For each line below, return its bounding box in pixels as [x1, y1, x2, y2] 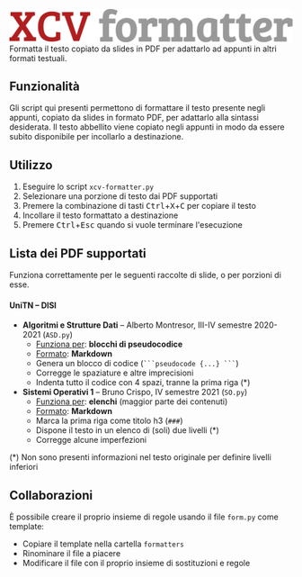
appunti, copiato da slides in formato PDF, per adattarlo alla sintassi [9, 113, 259, 123]
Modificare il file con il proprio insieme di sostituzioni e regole [22, 558, 251, 569]
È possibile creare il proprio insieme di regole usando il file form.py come [9, 511, 279, 522]
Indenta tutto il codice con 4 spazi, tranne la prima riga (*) [35, 377, 251, 388]
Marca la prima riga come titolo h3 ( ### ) [35, 415, 183, 427]
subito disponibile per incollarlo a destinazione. [9, 131, 184, 142]
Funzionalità [9, 78, 80, 94]
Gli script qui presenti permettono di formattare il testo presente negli [9, 103, 266, 113]
